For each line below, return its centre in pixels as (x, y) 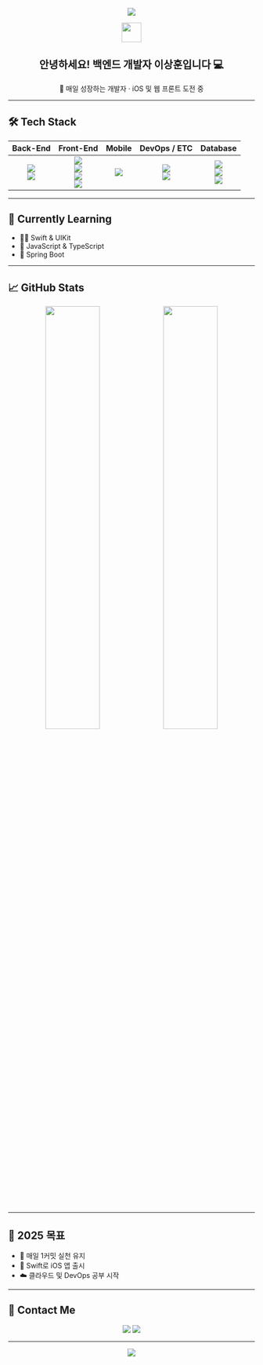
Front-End (78, 148)
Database (218, 148)
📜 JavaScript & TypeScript (61, 246)
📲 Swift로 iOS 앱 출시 (52, 1266)
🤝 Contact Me (42, 1310)
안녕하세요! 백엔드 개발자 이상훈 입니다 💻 (131, 65)
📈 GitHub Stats (46, 288)
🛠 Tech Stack (42, 122)
